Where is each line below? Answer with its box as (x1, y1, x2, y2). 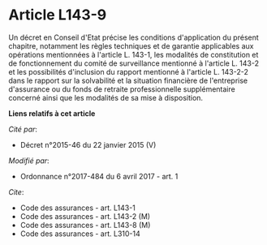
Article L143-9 (8, 6, 107, 24)
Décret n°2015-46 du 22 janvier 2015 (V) (19, 140, 157, 149)
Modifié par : (8, 156, 50, 165)
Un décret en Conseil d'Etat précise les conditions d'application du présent (8, 32, 260, 42)
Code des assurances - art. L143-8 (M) (19, 220, 151, 230)
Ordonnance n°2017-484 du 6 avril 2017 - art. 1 (19, 171, 179, 181)
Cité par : (8, 124, 38, 134)
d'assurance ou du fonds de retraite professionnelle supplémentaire (8, 84, 235, 94)
